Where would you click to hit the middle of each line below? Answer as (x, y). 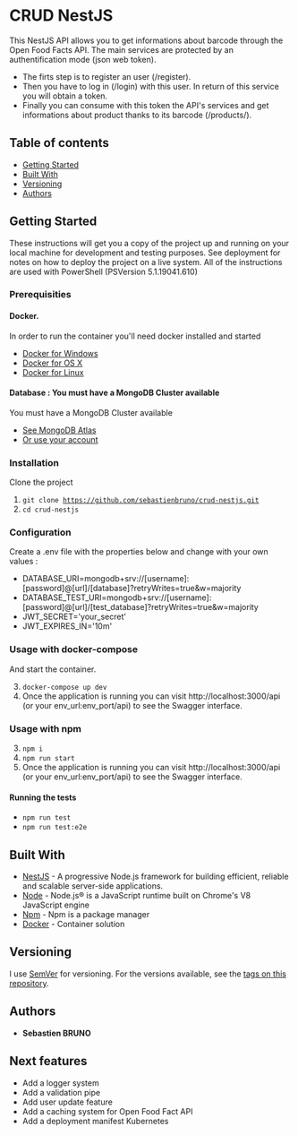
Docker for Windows (60, 353)
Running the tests (43, 797)
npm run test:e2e (55, 828)
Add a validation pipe (61, 1092)
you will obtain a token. (65, 96)
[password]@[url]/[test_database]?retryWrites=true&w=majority (140, 607)
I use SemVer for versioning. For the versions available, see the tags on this (148, 974)
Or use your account (60, 439)
